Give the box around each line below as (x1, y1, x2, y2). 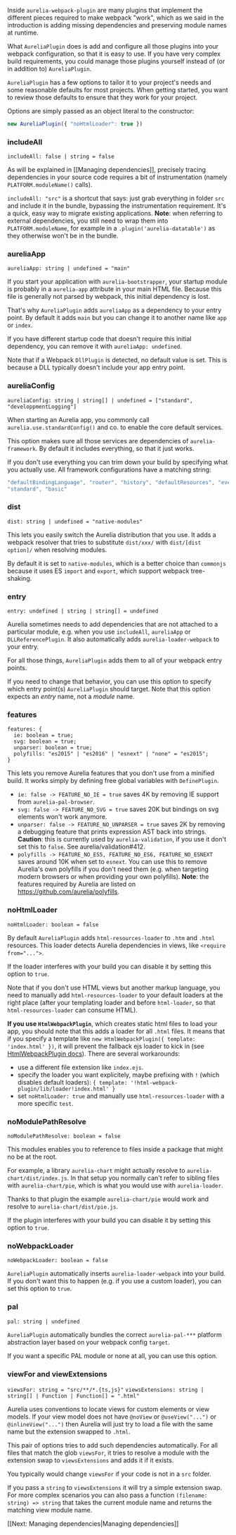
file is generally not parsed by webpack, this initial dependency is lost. (7, 292, 211, 301)
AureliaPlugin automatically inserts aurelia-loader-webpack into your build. (7, 1269, 226, 1278)
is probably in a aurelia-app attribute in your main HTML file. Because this (7, 285, 222, 293)
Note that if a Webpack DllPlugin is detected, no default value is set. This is (7, 356, 228, 364)
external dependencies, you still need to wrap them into (7, 216, 169, 225)
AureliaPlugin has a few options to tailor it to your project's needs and (7, 78, 211, 87)
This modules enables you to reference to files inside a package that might (7, 1145, 223, 1153)
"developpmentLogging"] (7, 403, 77, 410)
